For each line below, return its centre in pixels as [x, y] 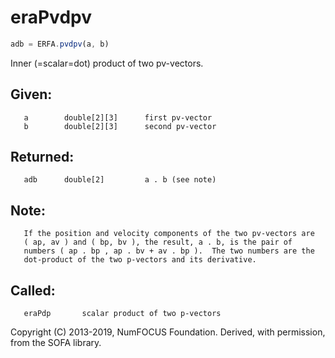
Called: [33, 290]
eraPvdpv [51, 17]
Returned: [42, 157]
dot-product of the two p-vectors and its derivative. [140, 260]
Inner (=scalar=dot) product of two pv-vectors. [107, 63]
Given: [31, 94]
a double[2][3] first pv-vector [118, 117]
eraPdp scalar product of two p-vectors [122, 314]
